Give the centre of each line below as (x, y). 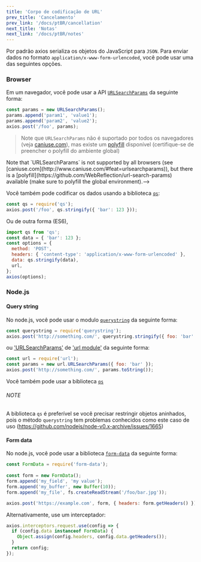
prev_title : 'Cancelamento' (41, 17)
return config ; (31, 548)
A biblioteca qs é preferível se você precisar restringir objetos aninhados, (96, 414)
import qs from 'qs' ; (33, 232)
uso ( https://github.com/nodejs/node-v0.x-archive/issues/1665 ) (85, 426)
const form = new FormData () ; (44, 476)
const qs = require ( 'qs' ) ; (40, 204)
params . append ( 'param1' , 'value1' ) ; (52, 115)
